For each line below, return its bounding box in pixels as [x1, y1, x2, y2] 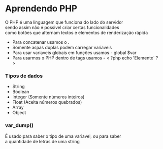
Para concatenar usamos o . [12, 39, 70, 45]
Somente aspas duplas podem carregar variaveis [12, 44, 112, 50]
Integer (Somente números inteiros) [12, 94, 85, 100]
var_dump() [5, 122, 33, 129]
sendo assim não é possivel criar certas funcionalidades [5, 24, 120, 30]
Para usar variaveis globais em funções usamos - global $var [12, 50, 137, 56]
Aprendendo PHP [5, 3, 77, 14]
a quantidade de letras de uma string [5, 138, 80, 144]
